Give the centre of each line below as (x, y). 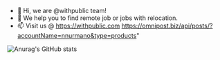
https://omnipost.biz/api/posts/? (167, 26)
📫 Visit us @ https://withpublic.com (68, 26)
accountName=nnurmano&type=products (77, 36)
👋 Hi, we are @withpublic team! (62, 11)
